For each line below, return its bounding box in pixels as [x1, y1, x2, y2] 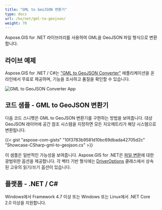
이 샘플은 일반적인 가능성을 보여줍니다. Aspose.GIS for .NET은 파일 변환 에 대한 [5, 152, 154, 158]
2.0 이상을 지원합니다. [5, 200, 46, 206]
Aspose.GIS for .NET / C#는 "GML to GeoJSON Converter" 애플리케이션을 [5, 70, 150, 76]
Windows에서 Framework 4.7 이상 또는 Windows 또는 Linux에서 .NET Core [5, 193, 150, 199]
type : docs [5, 12, 27, 17]
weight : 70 [5, 20, 27, 26]
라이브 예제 [5, 56, 36, 65]
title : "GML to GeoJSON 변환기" [5, 7, 67, 12]
